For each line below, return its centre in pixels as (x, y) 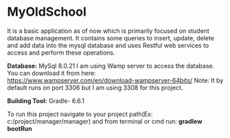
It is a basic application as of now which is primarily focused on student (108, 31)
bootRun (20, 128)
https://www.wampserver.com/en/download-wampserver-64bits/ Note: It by (115, 80)
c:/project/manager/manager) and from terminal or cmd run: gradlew (105, 121)
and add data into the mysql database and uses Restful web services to (108, 45)
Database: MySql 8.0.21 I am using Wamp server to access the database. (111, 66)
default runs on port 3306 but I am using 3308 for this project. (95, 87)
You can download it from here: (51, 73)
